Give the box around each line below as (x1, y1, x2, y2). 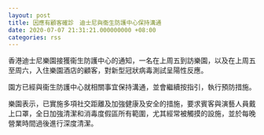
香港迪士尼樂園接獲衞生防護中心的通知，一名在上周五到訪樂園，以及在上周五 (8, 56, 256, 65)
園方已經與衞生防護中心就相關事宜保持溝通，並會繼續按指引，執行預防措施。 (8, 82, 256, 92)
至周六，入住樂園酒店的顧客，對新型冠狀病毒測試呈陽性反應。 (8, 66, 208, 75)
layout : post (8, 11, 51, 20)
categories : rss (8, 33, 61, 42)
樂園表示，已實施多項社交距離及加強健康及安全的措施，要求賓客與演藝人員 (8, 99, 249, 108)
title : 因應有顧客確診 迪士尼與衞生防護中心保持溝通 (8, 19, 162, 27)
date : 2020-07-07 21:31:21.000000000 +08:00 (8, 26, 156, 34)
